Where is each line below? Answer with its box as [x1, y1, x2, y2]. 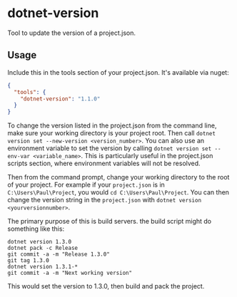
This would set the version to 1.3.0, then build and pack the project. [7, 282, 205, 291]
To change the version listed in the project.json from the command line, [7, 121, 217, 130]
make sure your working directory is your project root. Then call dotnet [7, 129, 216, 137]
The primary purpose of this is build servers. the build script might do [7, 217, 212, 226]
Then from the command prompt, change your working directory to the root [7, 173, 230, 182]
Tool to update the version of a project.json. [7, 28, 136, 37]
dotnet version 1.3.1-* [7, 264, 79, 271]
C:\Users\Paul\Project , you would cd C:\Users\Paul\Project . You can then [7, 188, 230, 197]
